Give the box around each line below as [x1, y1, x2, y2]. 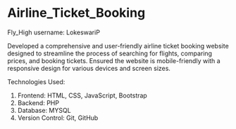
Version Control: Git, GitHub [17, 114, 99, 122]
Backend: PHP [17, 98, 60, 107]
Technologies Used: [7, 77, 66, 86]
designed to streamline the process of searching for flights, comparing [7, 49, 213, 57]
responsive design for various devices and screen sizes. [7, 64, 171, 72]
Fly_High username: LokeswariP [7, 28, 101, 36]
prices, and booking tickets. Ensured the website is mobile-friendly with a [7, 56, 221, 64]
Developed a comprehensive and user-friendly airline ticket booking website [7, 41, 229, 50]
